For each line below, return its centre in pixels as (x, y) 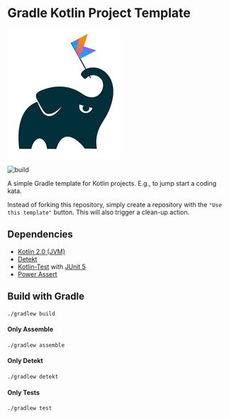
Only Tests (24, 392)
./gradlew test (30, 408)
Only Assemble (30, 329)
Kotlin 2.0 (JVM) (41, 251)
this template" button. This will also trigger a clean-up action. (99, 212)
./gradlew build (31, 313)
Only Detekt (26, 361)
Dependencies (40, 234)
